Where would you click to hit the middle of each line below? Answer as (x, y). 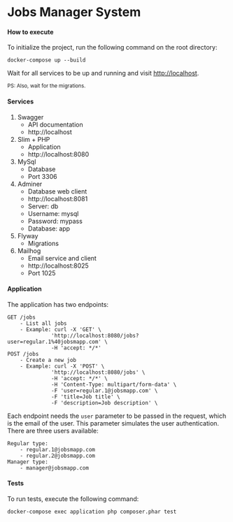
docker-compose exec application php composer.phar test (92, 512)
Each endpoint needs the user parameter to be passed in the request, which (117, 416)
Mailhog (29, 251)
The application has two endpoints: (58, 304)
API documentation (55, 124)
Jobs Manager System (74, 12)
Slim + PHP (34, 139)
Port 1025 (42, 273)
